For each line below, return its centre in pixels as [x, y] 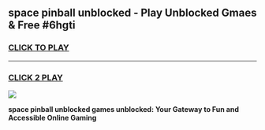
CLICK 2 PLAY [35, 77]
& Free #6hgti [42, 26]
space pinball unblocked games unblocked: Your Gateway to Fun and [123, 109]
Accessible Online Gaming [52, 117]
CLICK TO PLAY [39, 48]
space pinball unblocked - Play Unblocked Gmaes [132, 13]
